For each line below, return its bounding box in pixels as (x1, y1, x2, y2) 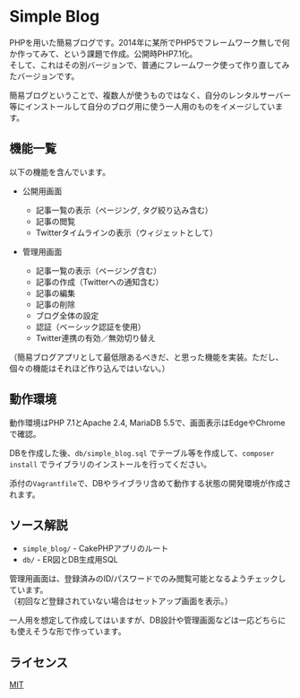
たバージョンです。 (9, 70, 80, 82)
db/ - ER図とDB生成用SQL (21, 554, 118, 565)
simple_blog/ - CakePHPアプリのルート (21, 543, 168, 554)
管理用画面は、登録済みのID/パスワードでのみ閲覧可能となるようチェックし (9, 573, 287, 584)
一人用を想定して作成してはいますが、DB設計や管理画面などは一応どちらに (9, 615, 287, 625)
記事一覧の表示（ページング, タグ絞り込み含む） (35, 205, 213, 215)
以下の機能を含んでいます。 (9, 166, 110, 177)
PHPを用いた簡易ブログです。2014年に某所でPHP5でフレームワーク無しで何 (9, 37, 290, 48)
